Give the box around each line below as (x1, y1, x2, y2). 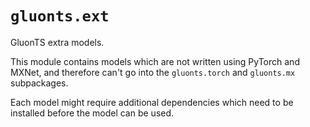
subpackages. (10, 77, 69, 89)
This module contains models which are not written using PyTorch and (10, 55, 300, 67)
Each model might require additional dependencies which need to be (10, 96, 294, 108)
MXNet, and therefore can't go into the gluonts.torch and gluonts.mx (10, 66, 296, 78)
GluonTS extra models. (10, 36, 105, 48)
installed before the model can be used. (10, 107, 175, 119)
